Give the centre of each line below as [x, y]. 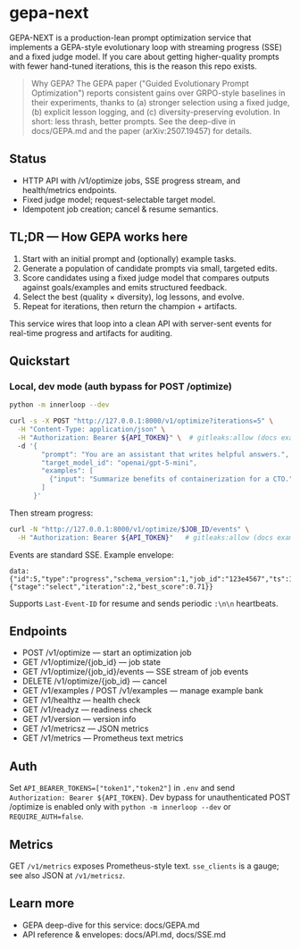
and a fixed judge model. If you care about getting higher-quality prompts [144, 56]
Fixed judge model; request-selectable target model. [119, 199]
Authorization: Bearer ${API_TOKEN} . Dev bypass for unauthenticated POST [150, 797]
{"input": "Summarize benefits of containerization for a [159, 479]
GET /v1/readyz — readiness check [87, 710]
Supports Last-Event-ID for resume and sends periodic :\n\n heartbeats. [144, 603]
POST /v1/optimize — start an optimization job [107, 653]
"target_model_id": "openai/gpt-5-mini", [120, 463]
